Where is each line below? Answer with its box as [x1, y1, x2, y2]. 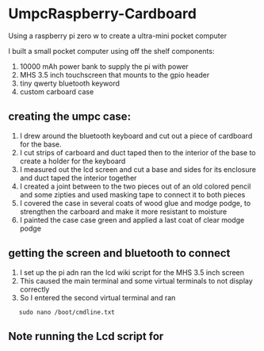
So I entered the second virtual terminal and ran [19, 292, 176, 302]
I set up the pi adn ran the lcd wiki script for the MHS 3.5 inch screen [19, 267, 244, 277]
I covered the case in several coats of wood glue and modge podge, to [19, 198, 251, 208]
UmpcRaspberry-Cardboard [8, 5, 197, 23]
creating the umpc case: [8, 110, 132, 124]
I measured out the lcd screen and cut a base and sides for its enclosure [19, 164, 256, 174]
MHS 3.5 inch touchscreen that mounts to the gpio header [19, 70, 210, 79]
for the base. [19, 139, 62, 149]
